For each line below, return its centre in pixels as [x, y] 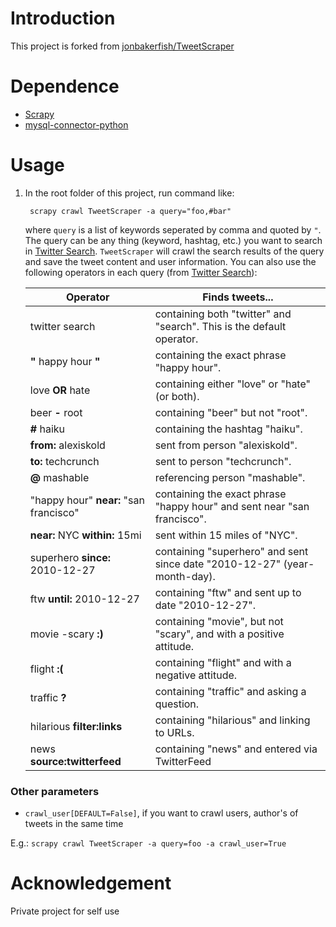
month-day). [185, 576]
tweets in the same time [74, 824]
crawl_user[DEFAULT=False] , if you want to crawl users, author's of [161, 813]
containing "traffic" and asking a [230, 691]
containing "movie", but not [219, 621]
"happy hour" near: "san [87, 500]
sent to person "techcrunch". [223, 461]
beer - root [56, 412]
